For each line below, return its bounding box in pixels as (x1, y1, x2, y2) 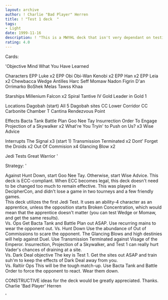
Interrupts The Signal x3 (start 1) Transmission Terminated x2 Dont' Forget (5, 138, 158, 144)
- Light (5, 26, 21, 31)
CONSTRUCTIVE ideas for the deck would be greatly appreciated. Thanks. (5, 278, 159, 284)
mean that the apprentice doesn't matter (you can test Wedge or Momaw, (5, 209, 156, 215)
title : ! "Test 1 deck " (5, 16, 59, 21)
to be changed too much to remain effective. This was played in (5, 183, 136, 189)
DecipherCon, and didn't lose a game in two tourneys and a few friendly (5, 188, 153, 194)
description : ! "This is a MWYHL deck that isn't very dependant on (5, 35, 151, 40)
